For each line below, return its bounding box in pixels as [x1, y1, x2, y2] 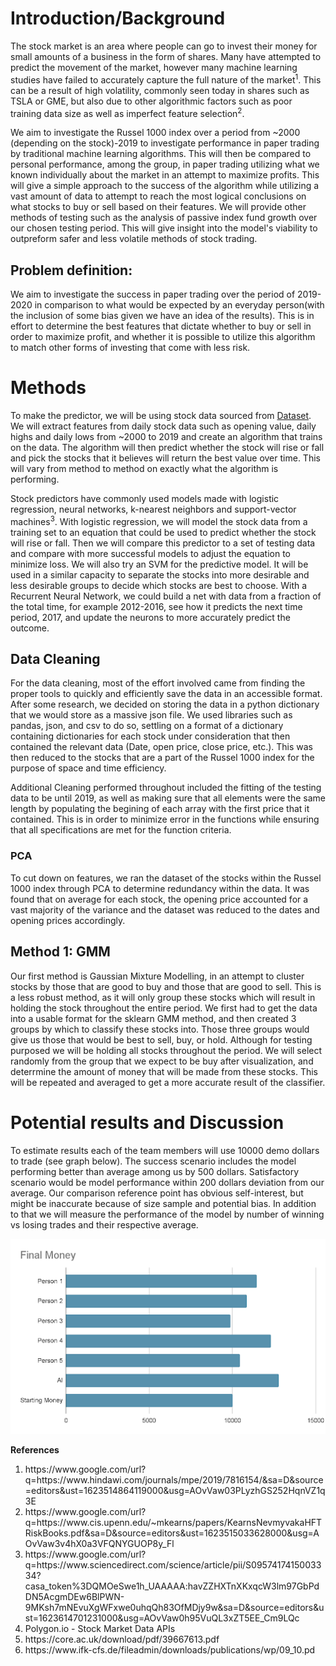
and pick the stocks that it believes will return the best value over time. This [10, 452, 321, 464]
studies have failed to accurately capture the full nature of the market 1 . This [10, 72, 322, 86]
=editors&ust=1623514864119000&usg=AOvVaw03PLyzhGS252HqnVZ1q [24, 1484, 326, 1496]
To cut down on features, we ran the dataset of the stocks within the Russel [10, 872, 322, 884]
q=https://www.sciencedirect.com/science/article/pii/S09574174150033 [24, 1558, 322, 1571]
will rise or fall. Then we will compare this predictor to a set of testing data [10, 537, 316, 549]
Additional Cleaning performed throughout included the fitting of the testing [10, 782, 322, 794]
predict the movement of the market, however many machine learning [10, 61, 298, 73]
